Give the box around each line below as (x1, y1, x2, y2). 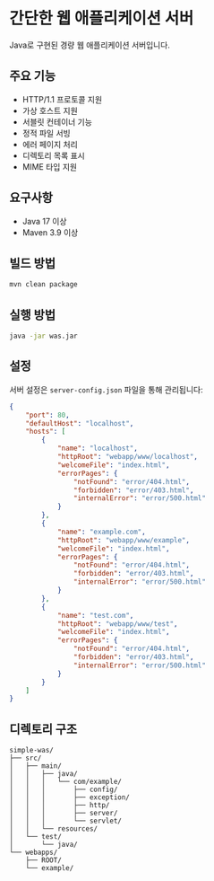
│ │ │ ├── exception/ (9, 793, 130, 802)
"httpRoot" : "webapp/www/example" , (56, 535, 191, 544)
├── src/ (9, 753, 42, 763)
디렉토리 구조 (9, 721, 78, 736)
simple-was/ (9, 746, 54, 755)
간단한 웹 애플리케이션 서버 (9, 8, 194, 29)
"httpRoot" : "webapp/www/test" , (56, 619, 178, 629)
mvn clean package (9, 280, 78, 289)
